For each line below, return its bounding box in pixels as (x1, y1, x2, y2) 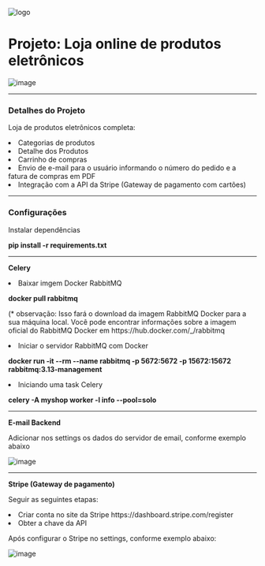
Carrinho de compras (18, 155, 88, 165)
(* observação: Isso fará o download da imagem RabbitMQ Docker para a (8, 308, 247, 318)
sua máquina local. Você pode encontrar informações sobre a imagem (8, 317, 237, 326)
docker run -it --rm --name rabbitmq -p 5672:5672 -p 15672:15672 (8, 356, 231, 366)
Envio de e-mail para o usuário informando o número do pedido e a (18, 163, 237, 173)
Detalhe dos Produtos (18, 147, 89, 156)
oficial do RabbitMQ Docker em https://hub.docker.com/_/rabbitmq (8, 326, 226, 335)
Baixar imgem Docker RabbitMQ (18, 278, 122, 288)
